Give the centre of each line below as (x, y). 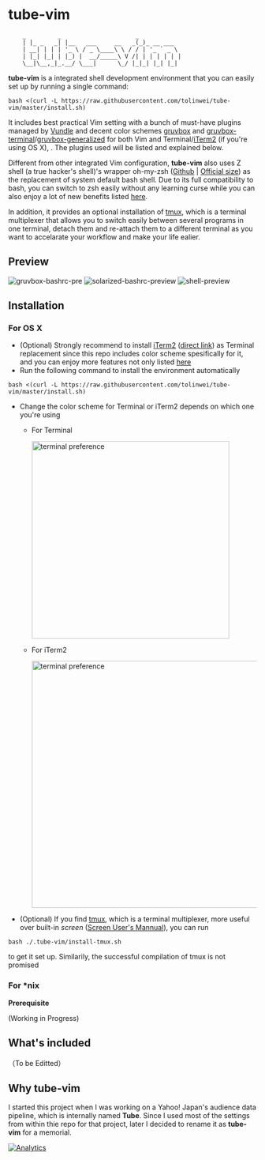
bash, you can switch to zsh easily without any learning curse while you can (132, 188)
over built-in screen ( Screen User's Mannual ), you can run (114, 928)
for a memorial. (47, 1132)
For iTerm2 (49, 650)
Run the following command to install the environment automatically (130, 371)
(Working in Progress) (44, 1018)
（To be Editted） (37, 1063)
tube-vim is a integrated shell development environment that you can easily (131, 77)
